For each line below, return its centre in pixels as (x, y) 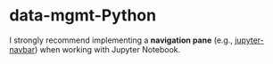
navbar (22, 49)
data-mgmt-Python (83, 16)
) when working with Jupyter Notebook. (108, 49)
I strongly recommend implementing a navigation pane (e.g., (121, 40)
